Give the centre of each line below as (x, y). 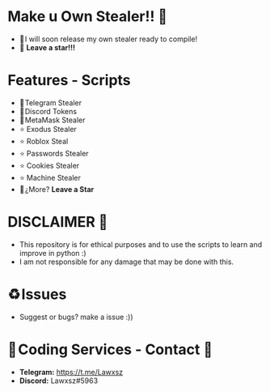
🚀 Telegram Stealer (51, 102)
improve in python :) (53, 253)
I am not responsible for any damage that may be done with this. (127, 262)
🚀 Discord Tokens (48, 111)
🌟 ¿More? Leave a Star (57, 189)
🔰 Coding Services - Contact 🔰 (110, 349)
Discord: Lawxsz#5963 (59, 381)
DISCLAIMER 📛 (58, 222)
